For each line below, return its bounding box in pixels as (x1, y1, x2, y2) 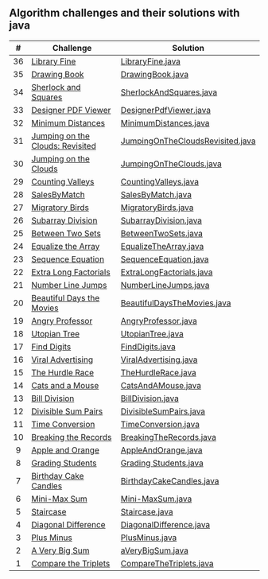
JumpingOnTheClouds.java (120, 158, 222, 169)
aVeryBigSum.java (120, 545, 189, 556)
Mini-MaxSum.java (120, 493, 192, 504)
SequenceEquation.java (120, 254, 209, 265)
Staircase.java (120, 506, 173, 517)
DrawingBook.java (120, 68, 189, 80)
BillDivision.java (120, 393, 180, 404)
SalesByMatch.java (120, 188, 192, 200)
